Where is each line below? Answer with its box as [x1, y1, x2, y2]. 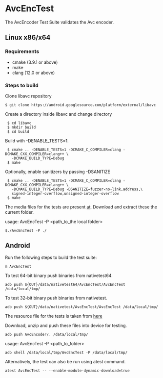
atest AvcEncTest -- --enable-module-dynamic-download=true [5, 368, 130, 373]
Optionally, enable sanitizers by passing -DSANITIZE [5, 169, 111, 175]
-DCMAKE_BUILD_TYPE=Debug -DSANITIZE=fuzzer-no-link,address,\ [11, 187, 143, 192]
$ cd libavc [7, 121, 32, 126]
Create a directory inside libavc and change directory [5, 111, 112, 117]
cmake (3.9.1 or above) [12, 59, 58, 65]
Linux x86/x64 [5, 33, 51, 42]
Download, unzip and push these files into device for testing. [5, 322, 127, 328]
